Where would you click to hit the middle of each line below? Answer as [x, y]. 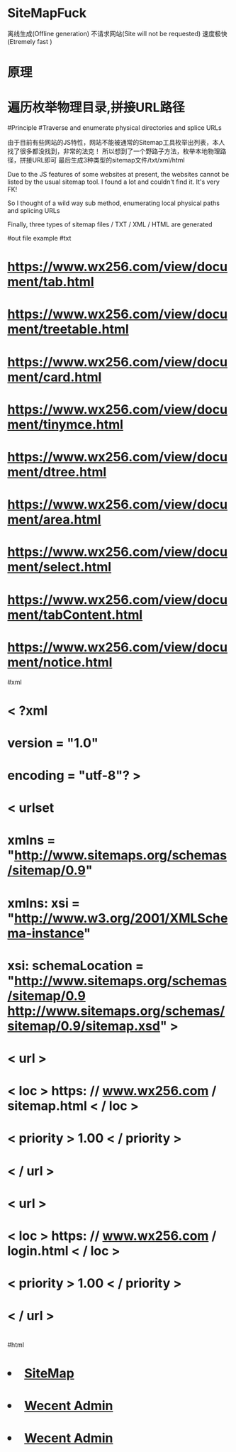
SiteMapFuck [47, 13]
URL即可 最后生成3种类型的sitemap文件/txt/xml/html [108, 160]
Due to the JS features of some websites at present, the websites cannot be [118, 175]
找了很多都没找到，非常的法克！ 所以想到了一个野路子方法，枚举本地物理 [114, 151]
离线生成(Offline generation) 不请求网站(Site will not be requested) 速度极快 [118, 33]
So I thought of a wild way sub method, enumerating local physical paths [113, 203]
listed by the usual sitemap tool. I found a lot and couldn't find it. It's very [113, 182]
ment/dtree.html [57, 472]
